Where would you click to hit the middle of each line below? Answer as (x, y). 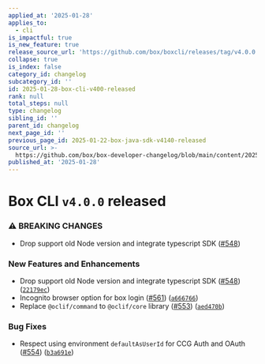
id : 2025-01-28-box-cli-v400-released (72, 89)
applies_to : (28, 23)
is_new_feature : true (44, 45)
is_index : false (35, 67)
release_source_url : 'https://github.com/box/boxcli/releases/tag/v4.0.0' (134, 52)
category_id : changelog (47, 74)
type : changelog (35, 111)
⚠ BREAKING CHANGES (56, 226)
